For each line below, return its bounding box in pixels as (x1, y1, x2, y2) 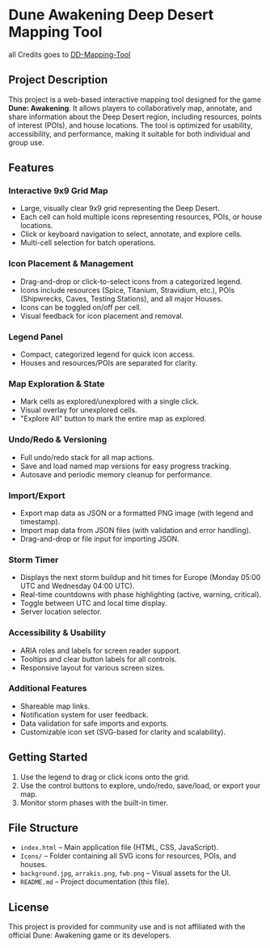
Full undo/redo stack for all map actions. (19, 452, 155, 462)
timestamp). (19, 516, 61, 527)
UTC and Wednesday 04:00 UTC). (19, 581, 135, 591)
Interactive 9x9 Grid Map (8, 185, 108, 197)
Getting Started (8, 751, 88, 764)
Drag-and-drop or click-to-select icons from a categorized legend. (19, 277, 243, 286)
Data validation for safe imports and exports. (19, 718, 169, 728)
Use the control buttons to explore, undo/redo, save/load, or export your (19, 781, 261, 790)
